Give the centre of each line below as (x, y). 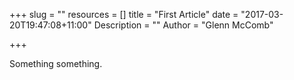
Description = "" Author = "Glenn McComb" (183, 25)
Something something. (56, 63)
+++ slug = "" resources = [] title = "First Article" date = (124, 14)
